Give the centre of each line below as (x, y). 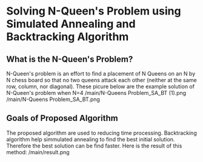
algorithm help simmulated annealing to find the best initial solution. (91, 139)
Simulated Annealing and (71, 24)
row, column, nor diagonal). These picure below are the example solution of (101, 86)
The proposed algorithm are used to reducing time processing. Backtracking (101, 133)
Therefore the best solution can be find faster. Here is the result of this (94, 146)
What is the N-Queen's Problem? (70, 59)
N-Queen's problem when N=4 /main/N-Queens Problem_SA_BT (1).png (96, 93)
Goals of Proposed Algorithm (62, 118)
